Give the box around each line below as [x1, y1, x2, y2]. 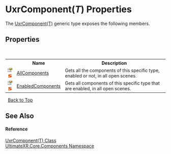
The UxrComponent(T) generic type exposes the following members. [5, 20, 150, 27]
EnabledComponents [16, 83, 61, 89]
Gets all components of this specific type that [65, 80, 160, 86]
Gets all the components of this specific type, [65, 67, 160, 73]
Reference [5, 126, 28, 132]
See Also [5, 112, 34, 120]
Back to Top [7, 97, 33, 103]
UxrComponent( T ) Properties [5, 4, 132, 15]
